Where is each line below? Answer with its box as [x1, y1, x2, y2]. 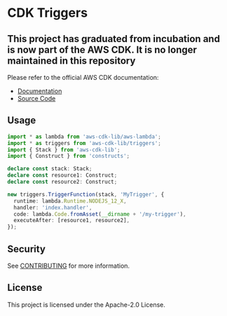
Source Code [17, 95, 56, 102]
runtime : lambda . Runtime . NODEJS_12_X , [13, 198, 128, 205]
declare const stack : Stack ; [7, 165, 92, 172]
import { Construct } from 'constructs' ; [7, 153, 130, 160]
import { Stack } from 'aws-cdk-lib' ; [7, 146, 121, 153]
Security [7, 243, 46, 255]
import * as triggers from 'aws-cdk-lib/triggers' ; [7, 139, 161, 146]
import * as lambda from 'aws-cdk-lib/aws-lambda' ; [7, 133, 161, 140]
